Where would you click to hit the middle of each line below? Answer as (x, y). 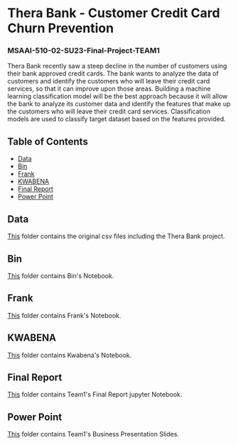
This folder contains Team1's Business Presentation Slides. (93, 434)
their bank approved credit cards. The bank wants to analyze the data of (113, 73)
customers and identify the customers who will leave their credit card (109, 81)
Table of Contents (48, 142)
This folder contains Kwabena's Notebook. (70, 355)
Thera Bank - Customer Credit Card (114, 13)
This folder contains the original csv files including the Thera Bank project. (116, 236)
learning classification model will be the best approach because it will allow (118, 96)
